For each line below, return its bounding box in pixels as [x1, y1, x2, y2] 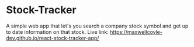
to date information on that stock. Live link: [6, 28, 109, 35]
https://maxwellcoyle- [110, 28, 162, 35]
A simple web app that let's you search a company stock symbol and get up [6, 22, 189, 29]
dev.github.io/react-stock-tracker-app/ [6, 34, 99, 41]
